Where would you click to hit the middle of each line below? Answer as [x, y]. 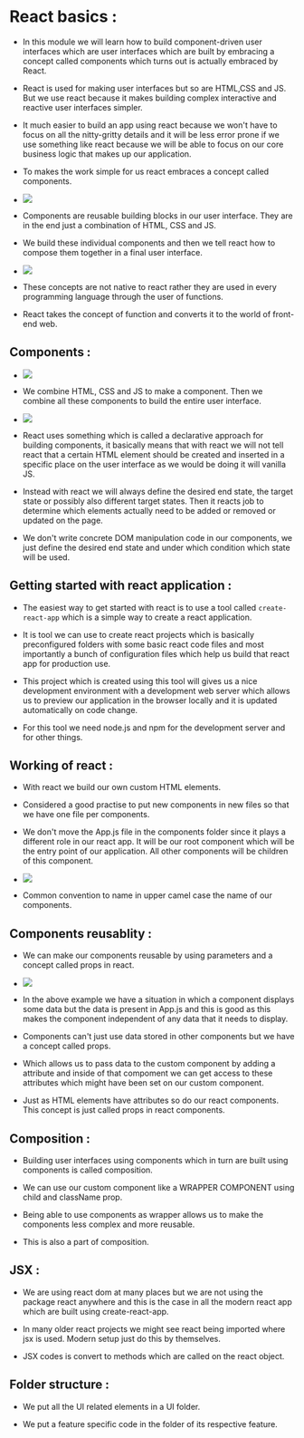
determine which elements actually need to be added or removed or [149, 510]
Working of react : [61, 765]
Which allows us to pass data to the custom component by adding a [149, 1064]
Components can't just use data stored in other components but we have [158, 1037]
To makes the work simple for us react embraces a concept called [146, 171]
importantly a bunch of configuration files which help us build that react [156, 653]
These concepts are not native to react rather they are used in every [150, 286]
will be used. [46, 557]
